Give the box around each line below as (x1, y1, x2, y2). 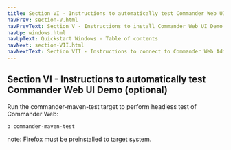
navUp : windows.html (7, 29, 67, 36)
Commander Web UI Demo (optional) (7, 84, 168, 96)
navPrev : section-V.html (7, 16, 78, 23)
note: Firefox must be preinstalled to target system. (7, 135, 152, 143)
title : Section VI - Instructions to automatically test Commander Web (7, 10, 217, 17)
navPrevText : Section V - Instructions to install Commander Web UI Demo (7, 23, 223, 29)
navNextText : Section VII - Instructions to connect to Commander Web (7, 49, 214, 55)
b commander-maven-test (7, 123, 76, 130)
